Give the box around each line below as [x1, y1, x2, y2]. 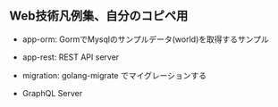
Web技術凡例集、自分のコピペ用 [9, 8, 189, 24]
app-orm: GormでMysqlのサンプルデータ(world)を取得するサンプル [21, 34, 270, 45]
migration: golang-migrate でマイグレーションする [21, 70, 207, 80]
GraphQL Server [21, 87, 83, 98]
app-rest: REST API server [21, 52, 120, 62]
